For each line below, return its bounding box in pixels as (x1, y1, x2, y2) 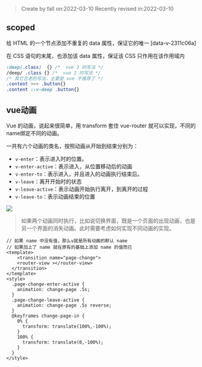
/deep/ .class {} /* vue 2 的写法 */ (6, 69, 101, 76)
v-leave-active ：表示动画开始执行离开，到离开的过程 (14, 185, 149, 193)
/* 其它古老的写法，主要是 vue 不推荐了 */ (6, 75, 104, 81)
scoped (6, 22, 35, 33)
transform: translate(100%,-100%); (22, 324, 112, 330)
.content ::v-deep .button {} (6, 87, 80, 93)
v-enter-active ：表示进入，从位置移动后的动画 (14, 163, 133, 170)
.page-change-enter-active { (11, 281, 85, 287)
